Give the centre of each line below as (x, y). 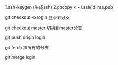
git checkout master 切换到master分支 (44, 28)
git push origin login (25, 37)
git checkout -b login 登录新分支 (38, 17)
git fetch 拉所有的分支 (27, 47)
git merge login (20, 57)
